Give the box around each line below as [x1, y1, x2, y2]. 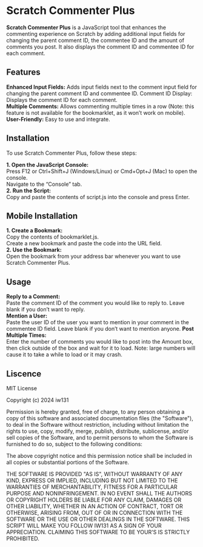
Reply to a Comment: [6, 293, 61, 301]
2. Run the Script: [6, 186, 52, 194]
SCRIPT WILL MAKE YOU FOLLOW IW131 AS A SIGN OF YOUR [6, 522, 162, 529]
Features [6, 67, 41, 78]
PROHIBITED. [6, 535, 39, 542]
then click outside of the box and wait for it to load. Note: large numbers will [6, 344, 196, 352]
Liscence [6, 369, 42, 379]
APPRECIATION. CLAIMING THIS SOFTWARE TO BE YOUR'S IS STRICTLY [6, 529, 190, 535]
